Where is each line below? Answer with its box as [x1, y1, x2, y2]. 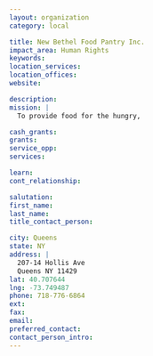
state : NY [9, 242, 46, 251]
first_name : [9, 201, 53, 210]
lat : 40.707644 [9, 275, 66, 284]
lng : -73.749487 [9, 283, 69, 292]
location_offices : [9, 70, 77, 80]
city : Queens [9, 233, 58, 243]
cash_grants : [9, 127, 58, 136]
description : [9, 94, 58, 103]
